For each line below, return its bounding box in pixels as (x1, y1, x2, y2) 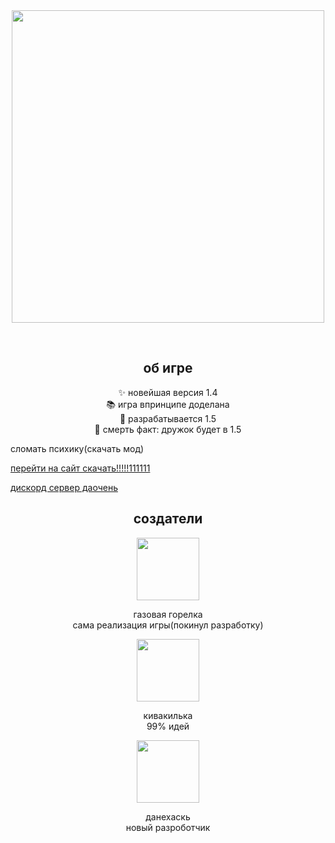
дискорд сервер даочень (10, 481, 118, 493)
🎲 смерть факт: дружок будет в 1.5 (94, 423, 242, 435)
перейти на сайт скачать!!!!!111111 (10, 462, 151, 474)
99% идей (146, 720, 190, 732)
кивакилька (143, 709, 193, 721)
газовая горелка (133, 608, 203, 620)
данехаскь (145, 810, 191, 823)
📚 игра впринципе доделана (106, 398, 230, 410)
